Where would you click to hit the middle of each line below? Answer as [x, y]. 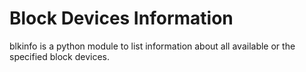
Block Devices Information [121, 18]
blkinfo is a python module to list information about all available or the [152, 46]
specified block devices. [60, 56]
